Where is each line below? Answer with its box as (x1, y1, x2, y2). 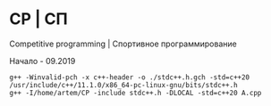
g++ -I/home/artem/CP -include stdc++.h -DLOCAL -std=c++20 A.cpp (9, 88, 262, 97)
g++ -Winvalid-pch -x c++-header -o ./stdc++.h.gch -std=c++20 (9, 72, 250, 82)
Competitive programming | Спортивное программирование (9, 38, 237, 49)
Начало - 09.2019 (9, 55, 76, 66)
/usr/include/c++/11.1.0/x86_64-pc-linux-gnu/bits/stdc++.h (9, 80, 239, 89)
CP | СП (9, 9, 69, 29)
